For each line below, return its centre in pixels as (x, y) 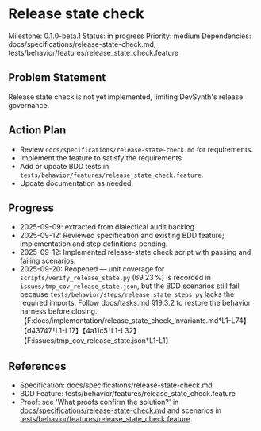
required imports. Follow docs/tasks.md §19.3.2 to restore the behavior (135, 303)
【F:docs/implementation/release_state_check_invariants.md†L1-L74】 (135, 321)
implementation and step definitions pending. (94, 244)
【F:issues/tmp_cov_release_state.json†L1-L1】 (96, 341)
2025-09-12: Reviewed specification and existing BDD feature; (122, 236)
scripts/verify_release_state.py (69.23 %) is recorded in (115, 278)
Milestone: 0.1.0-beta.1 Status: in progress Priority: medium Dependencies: (130, 36)
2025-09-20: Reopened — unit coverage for (92, 269)
